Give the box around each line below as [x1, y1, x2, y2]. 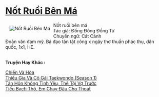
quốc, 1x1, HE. [5, 44, 35, 50]
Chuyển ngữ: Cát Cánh [53, 33, 102, 39]
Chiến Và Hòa [5, 69, 34, 75]
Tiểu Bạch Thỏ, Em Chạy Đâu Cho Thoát [5, 85, 91, 92]
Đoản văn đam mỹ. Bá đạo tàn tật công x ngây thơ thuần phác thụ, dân [5, 38, 155, 45]
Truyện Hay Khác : [5, 59, 46, 65]
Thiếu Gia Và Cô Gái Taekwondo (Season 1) [5, 74, 97, 81]
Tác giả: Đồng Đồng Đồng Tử [53, 27, 115, 33]
